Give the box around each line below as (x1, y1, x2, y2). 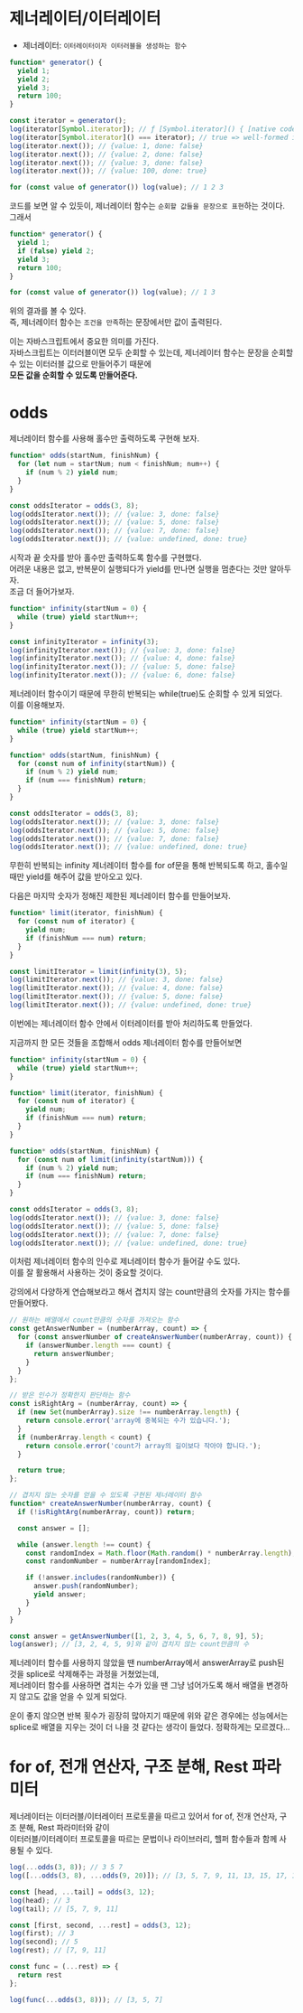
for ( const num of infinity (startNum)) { (17, 759, 176, 768)
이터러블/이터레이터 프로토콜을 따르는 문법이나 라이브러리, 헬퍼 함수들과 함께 (9, 1833, 278, 1844)
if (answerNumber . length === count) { (25, 1341, 171, 1350)
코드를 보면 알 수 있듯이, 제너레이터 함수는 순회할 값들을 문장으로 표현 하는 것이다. (9, 201, 286, 211)
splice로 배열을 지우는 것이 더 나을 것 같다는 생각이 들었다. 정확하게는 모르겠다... (9, 1722, 290, 1733)
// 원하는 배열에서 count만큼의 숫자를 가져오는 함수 (9, 1315, 179, 1325)
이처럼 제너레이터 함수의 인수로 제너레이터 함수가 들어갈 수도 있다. (9, 1256, 241, 1267)
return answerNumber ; (32, 1349, 115, 1358)
